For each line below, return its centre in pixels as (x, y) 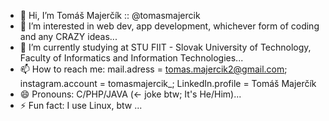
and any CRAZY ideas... (68, 36)
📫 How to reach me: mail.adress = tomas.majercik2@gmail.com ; (153, 69)
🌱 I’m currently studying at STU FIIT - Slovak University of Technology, (165, 47)
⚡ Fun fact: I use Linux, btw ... (81, 105)
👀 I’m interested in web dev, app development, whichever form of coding (169, 26)
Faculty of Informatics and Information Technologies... (131, 58)
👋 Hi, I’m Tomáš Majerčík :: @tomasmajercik (110, 15)
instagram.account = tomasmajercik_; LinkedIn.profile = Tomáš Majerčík (168, 83)
